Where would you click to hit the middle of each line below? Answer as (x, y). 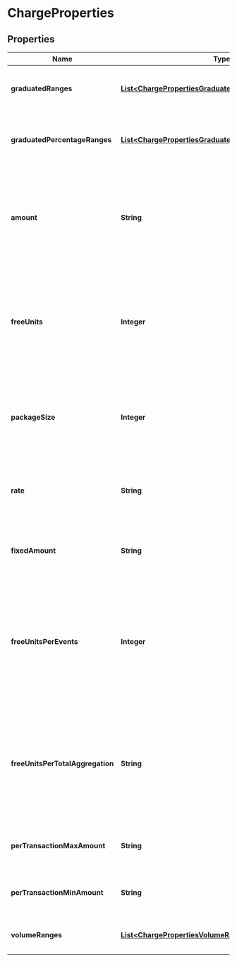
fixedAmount (34, 551)
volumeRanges (36, 935)
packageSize (33, 417)
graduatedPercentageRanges (61, 140)
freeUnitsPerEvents (45, 641)
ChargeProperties (61, 13)
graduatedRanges (42, 88)
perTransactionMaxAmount (58, 846)
